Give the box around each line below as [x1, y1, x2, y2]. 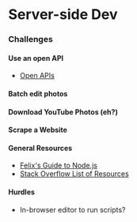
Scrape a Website [8, 125, 67, 135]
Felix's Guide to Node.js [19, 160, 97, 171]
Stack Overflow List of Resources [19, 169, 129, 179]
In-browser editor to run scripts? [19, 205, 126, 214]
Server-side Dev [8, 6, 118, 24]
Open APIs [19, 71, 55, 81]
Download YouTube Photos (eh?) [8, 107, 119, 116]
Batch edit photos [8, 88, 68, 98]
